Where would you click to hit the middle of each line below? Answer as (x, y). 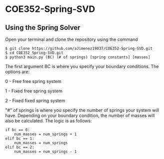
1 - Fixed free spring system (34, 91)
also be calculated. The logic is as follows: (49, 121)
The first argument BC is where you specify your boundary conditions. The (82, 66)
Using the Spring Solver (43, 28)
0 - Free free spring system (33, 81)
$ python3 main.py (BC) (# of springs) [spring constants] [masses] (78, 57)
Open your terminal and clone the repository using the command (72, 39)
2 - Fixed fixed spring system (35, 101)
